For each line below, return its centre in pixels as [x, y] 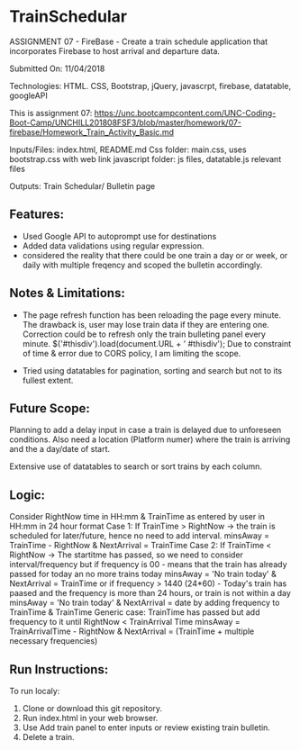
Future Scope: [50, 408]
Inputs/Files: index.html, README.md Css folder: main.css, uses [128, 149]
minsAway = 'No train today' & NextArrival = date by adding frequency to [145, 603]
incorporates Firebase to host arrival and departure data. [115, 50]
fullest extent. [48, 380]
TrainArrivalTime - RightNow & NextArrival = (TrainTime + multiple [132, 631]
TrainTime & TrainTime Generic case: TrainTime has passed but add [135, 612]
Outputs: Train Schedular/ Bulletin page [82, 185]
